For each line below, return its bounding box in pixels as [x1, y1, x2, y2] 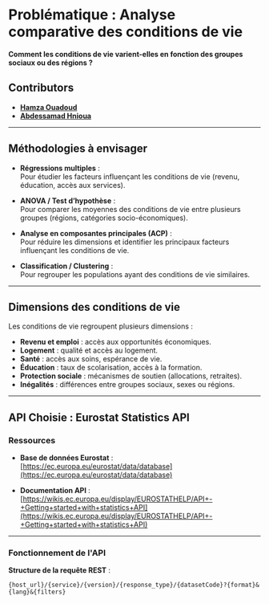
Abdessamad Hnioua [19, 111, 92, 120]
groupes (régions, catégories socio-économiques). [19, 213, 188, 222]
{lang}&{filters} [8, 588, 66, 596]
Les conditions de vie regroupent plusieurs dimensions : [8, 321, 194, 331]
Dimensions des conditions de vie [8, 300, 181, 314]
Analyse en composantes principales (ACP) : [19, 228, 172, 238]
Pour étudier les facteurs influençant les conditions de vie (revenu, [19, 171, 240, 182]
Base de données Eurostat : [19, 453, 114, 463]
